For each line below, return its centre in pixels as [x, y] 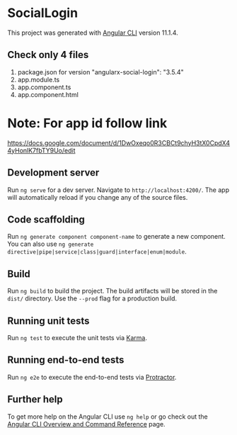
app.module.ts [39, 79]
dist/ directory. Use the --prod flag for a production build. [92, 298]
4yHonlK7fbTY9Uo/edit [41, 150]
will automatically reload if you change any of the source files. [98, 197]
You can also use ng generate [51, 244]
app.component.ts [44, 87]
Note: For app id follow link [87, 123]
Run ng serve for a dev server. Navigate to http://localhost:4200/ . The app [118, 190]
